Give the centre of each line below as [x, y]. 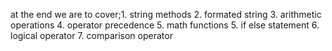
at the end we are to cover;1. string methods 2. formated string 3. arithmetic [166, 14]
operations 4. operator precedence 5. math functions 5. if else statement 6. [165, 25]
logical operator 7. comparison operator [91, 35]
